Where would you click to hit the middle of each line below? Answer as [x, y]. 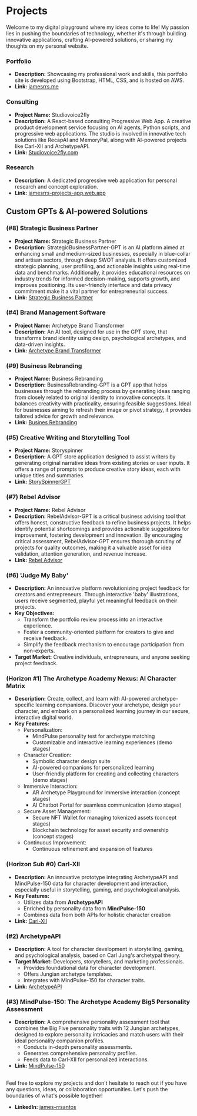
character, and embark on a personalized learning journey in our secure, [102, 711]
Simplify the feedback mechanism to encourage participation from [104, 644]
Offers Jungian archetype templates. [68, 974]
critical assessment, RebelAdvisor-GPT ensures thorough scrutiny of [98, 541]
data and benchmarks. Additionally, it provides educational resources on [102, 272]
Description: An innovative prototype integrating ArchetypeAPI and [96, 877]
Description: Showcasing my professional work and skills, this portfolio [101, 74]
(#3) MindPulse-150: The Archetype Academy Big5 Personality [98, 1002]
